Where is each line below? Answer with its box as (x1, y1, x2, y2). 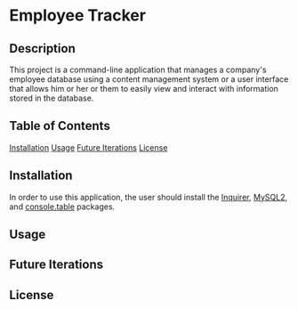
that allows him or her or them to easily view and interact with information (9, 84, 278, 94)
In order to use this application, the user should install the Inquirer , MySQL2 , (9, 191, 287, 202)
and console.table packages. (9, 201, 116, 212)
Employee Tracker (9, 5, 147, 26)
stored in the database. (9, 93, 94, 103)
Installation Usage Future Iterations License (9, 142, 168, 152)
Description (9, 41, 76, 56)
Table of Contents (9, 118, 111, 134)
